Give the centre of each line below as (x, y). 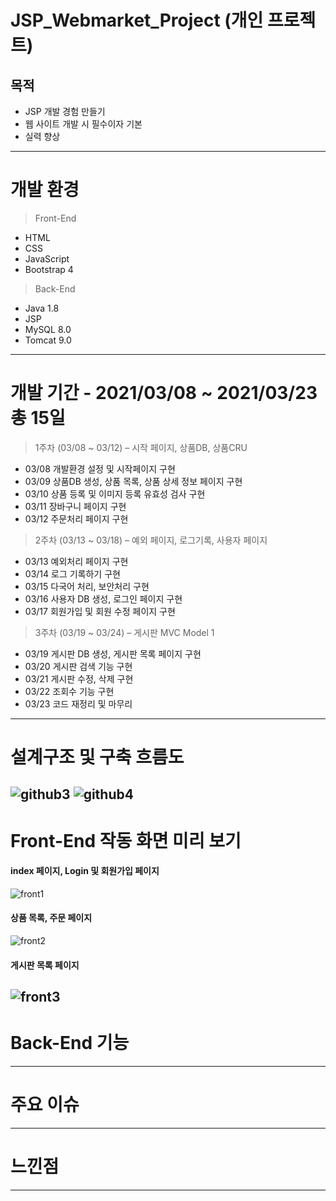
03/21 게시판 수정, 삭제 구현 (79, 678)
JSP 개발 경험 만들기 (65, 111)
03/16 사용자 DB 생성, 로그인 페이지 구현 (103, 598)
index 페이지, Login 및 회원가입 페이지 (85, 871)
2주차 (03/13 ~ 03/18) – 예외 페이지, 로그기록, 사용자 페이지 (151, 540)
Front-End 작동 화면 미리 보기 (126, 840)
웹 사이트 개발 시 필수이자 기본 (83, 124)
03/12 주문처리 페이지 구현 (76, 518)
